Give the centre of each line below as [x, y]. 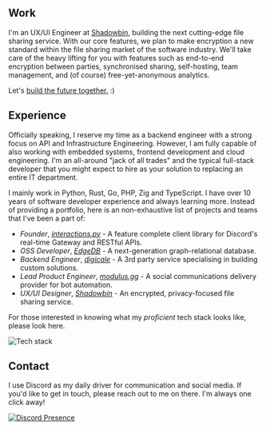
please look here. [37, 325]
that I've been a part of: [47, 218]
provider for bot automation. [66, 285]
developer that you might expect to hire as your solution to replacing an [126, 169]
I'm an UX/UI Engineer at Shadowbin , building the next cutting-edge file [126, 32]
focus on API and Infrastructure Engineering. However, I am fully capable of [133, 143]
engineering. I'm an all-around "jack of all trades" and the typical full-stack [131, 160]
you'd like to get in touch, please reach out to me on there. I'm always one [130, 394]
